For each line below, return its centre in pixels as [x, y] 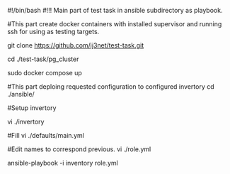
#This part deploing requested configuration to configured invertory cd [111, 87]
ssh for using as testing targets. [53, 32]
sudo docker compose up [45, 73]
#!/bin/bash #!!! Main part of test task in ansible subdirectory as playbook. [115, 10]
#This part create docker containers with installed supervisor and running [115, 24]
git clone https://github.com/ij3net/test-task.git [76, 45]
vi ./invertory [26, 121]
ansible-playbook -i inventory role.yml [63, 163]
